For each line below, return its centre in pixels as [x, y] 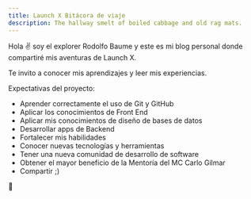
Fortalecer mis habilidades [63, 137]
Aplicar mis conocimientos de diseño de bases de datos [111, 121]
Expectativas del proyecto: [51, 88]
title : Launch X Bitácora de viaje [67, 15]
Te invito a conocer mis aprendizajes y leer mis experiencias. [108, 73]
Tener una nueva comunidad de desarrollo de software [109, 154]
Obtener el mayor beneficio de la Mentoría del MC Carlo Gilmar [122, 163]
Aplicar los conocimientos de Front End [84, 112]
